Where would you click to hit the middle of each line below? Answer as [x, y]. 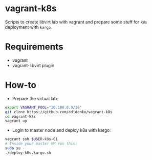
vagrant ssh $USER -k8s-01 [31, 139]
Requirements [34, 47]
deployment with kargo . [29, 27]
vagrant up [16, 121]
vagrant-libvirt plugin [33, 65]
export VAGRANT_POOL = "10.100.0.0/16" [43, 107]
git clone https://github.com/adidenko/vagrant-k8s [59, 112]
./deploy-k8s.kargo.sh [28, 153]
